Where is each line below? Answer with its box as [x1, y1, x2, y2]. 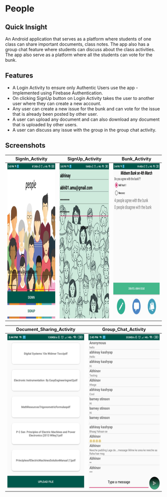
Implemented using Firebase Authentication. [12, 90, 103, 96]
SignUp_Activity [67, 156, 102, 162]
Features [5, 72, 33, 80]
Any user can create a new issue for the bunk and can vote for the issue [12, 105, 160, 112]
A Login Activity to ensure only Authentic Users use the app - [12, 84, 138, 90]
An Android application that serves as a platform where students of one [5, 36, 152, 42]
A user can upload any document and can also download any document [12, 116, 160, 122]
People [5, 3, 35, 14]
